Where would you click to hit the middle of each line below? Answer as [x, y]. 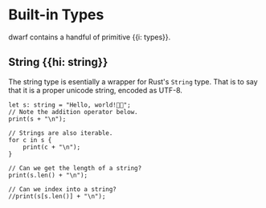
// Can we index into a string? [62, 189]
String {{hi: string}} [58, 62]
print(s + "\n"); [37, 119]
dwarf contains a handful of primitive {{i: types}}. [90, 37]
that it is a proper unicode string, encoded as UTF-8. [96, 90]
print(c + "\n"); [52, 147]
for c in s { [30, 140]
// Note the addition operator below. [73, 112]
